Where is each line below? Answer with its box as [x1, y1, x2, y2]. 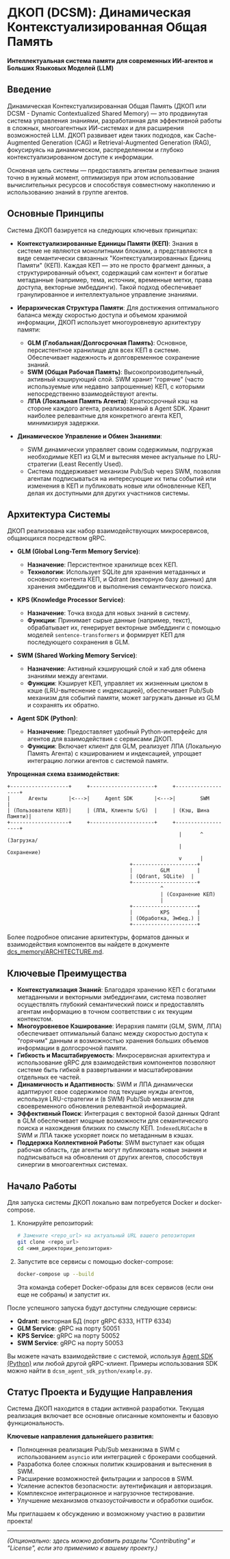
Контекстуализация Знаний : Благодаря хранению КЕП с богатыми [16, 986, 216, 994]
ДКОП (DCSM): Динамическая [7, 5, 192, 21]
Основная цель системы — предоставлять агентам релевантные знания [7, 166, 220, 174]
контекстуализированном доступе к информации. [7, 153, 154, 161]
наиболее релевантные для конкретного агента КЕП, [27, 411, 183, 419]
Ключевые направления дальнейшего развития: [7, 1432, 154, 1440]
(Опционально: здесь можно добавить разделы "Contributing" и [7, 1536, 196, 1545]
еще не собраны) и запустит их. [16, 1290, 111, 1299]
